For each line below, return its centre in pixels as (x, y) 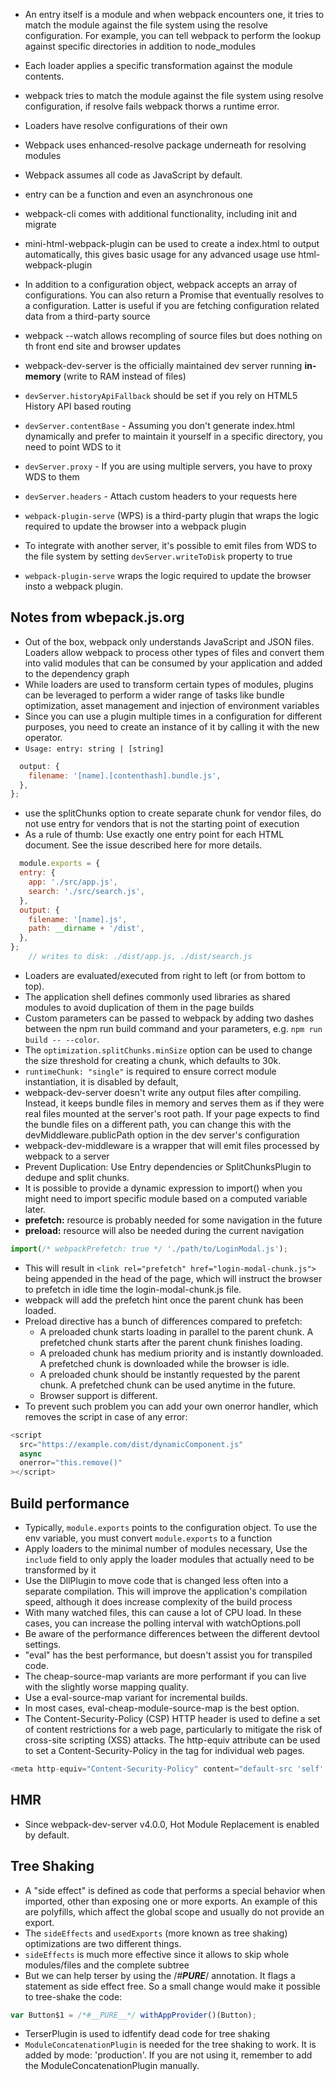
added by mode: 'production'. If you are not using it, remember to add (168, 2055)
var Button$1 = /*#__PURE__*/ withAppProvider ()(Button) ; (133, 2015)
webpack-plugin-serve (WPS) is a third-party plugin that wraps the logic (172, 515)
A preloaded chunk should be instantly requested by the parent (170, 1374)
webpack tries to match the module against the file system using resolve (174, 95)
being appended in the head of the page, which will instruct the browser (173, 1278)
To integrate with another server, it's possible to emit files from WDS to (170, 545)
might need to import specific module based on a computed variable (166, 1198)
